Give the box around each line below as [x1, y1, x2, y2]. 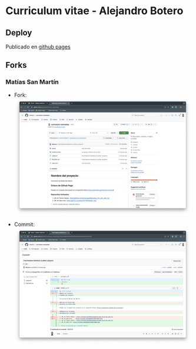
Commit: [14, 220, 35, 228]
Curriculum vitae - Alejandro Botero [5, 4, 184, 18]
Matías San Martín [5, 78, 59, 86]
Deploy [5, 28, 32, 38]
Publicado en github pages [5, 43, 71, 50]
